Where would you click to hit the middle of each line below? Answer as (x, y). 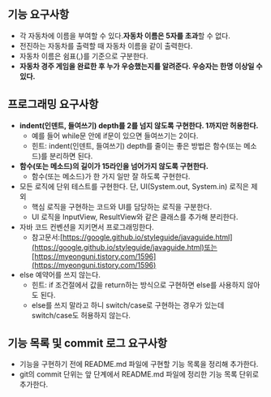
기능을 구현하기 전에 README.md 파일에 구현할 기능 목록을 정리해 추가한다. (139, 365)
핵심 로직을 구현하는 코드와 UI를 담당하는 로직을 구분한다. (122, 206)
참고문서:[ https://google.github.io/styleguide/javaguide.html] (132, 237)
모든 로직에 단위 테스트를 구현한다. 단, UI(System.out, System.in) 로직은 (134, 186)
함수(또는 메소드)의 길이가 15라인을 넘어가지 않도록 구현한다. (114, 166)
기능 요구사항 (39, 15)
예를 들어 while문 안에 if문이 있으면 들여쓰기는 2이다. (115, 136)
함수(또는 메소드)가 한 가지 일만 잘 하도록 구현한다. (111, 176)
